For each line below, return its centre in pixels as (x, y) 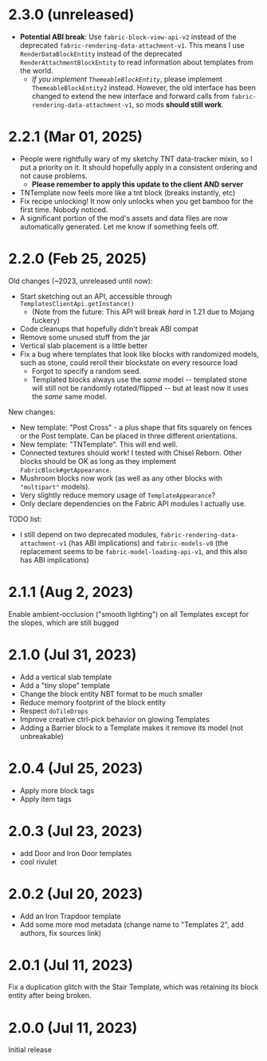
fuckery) (46, 320)
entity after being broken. (50, 996)
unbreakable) (41, 736)
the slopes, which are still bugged (64, 623)
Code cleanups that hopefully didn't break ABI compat (109, 328)
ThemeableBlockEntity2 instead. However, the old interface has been (144, 87)
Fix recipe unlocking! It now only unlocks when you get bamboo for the (136, 201)
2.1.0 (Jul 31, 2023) (73, 654)
